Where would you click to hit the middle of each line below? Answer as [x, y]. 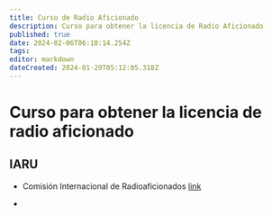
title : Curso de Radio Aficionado [74, 18]
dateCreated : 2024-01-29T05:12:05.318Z [84, 68]
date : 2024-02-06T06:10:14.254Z [70, 43]
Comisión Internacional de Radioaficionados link [112, 186]
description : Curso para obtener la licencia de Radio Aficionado [136, 26]
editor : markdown [42, 59]
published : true [40, 34]
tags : [19, 51]
